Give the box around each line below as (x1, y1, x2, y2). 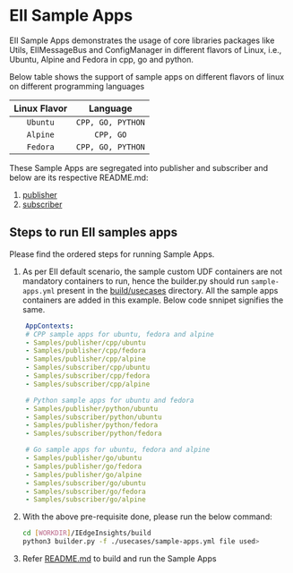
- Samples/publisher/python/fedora (25, 421, 159, 430)
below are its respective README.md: (9, 172, 149, 183)
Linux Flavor (13, 102, 68, 115)
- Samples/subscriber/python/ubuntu (25, 413, 163, 422)
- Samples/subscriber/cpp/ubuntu (25, 363, 151, 372)
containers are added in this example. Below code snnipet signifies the (22, 295, 284, 305)
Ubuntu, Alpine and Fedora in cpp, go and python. (9, 54, 194, 64)
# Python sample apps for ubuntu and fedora (25, 396, 194, 405)
